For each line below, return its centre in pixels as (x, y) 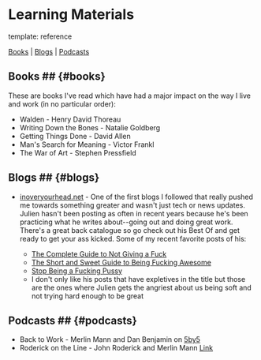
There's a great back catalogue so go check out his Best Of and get (130, 230)
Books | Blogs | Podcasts (49, 51)
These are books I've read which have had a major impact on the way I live (129, 96)
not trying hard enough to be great (88, 296)
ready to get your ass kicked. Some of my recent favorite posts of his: (133, 238)
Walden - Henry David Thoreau (70, 119)
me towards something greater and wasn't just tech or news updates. (132, 205)
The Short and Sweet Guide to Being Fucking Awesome (121, 262)
